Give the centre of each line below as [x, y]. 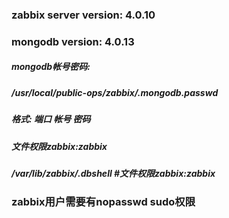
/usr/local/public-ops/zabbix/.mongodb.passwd [115, 92]
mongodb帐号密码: [51, 67]
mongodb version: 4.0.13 [73, 41]
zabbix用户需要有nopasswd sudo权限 [103, 202]
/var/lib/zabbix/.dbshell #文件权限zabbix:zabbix [113, 173]
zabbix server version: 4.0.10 [83, 15]
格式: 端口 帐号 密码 [51, 119]
